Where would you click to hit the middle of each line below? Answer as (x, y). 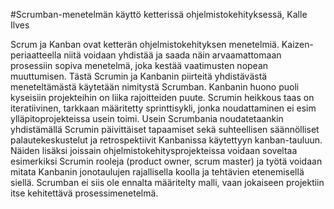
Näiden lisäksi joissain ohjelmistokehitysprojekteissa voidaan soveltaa (154, 150)
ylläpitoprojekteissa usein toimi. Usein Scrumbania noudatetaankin (147, 118)
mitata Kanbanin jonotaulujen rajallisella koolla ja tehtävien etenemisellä (157, 172)
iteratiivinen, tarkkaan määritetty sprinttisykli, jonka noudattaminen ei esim (163, 108)
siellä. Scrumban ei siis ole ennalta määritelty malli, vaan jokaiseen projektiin (167, 182)
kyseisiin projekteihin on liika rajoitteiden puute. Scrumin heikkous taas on (162, 97)
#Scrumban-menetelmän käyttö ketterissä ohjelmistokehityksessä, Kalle (159, 14)
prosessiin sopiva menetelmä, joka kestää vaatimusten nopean (139, 65)
